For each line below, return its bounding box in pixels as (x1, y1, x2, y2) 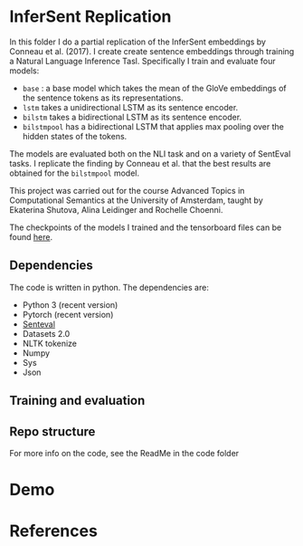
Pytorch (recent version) (22, 309, 114, 320)
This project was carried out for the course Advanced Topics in (9, 185, 245, 196)
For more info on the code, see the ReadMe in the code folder (9, 447, 240, 458)
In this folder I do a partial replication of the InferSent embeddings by (9, 36, 267, 47)
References (9, 521, 98, 541)
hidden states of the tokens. (22, 130, 128, 141)
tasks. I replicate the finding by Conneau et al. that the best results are (9, 158, 271, 168)
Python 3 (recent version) (22, 299, 118, 310)
